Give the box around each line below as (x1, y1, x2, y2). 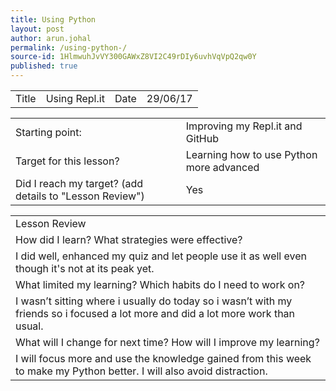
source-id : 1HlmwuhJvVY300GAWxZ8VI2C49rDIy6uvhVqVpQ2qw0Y (10, 52, 257, 62)
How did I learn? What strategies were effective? (15, 233, 243, 246)
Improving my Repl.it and (185, 119, 303, 133)
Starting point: (15, 126, 82, 139)
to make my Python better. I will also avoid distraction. (15, 364, 268, 378)
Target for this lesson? (15, 154, 120, 168)
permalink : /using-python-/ (10, 42, 128, 53)
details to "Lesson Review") (15, 189, 145, 203)
